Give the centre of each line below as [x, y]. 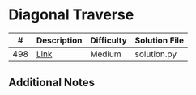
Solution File [160, 40]
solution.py [156, 54]
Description [59, 40]
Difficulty [109, 40]
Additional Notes [52, 83]
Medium [106, 54]
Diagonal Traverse [71, 15]
